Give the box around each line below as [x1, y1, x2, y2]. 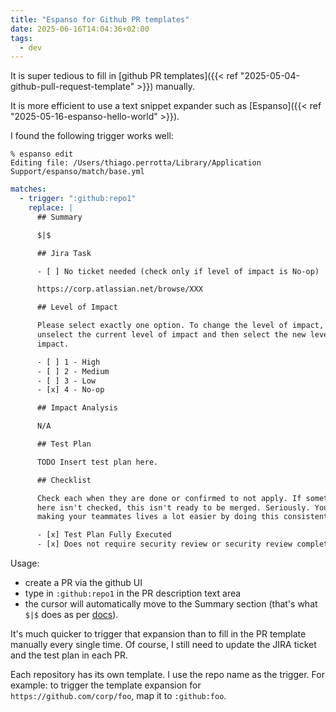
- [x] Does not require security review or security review [36, 539, 293, 550]
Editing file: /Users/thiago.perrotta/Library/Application [10, 158, 262, 168]
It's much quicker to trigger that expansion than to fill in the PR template [10, 628, 307, 640]
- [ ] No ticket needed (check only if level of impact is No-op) [36, 266, 320, 276]
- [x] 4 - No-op [36, 385, 105, 395]
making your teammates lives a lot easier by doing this [36, 512, 280, 522]
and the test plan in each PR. [10, 649, 129, 661]
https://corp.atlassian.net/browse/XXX [36, 284, 203, 295]
